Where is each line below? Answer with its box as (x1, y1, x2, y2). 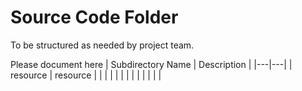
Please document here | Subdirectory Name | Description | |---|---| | (10, 58, 293, 70)
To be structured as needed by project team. (10, 39, 195, 51)
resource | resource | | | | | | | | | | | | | (10, 69, 162, 81)
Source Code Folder (10, 6, 179, 29)
